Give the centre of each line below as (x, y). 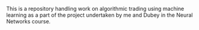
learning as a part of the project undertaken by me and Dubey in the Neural (99, 15)
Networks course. (29, 21)
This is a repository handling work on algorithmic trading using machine (95, 9)
